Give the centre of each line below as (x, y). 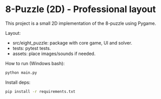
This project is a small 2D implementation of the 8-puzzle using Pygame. (81, 23)
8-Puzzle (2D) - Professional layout (81, 9)
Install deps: (18, 82)
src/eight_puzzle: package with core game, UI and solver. (72, 43)
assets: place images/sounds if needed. (54, 54)
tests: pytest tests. (32, 48)
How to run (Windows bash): (35, 63)
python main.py (21, 72)
